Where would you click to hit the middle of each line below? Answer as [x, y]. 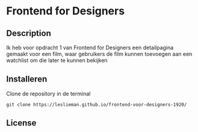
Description [29, 33]
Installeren [27, 79]
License [21, 123]
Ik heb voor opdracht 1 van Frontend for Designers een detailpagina [90, 47]
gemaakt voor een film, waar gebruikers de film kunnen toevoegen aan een [99, 54]
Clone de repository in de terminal [48, 94]
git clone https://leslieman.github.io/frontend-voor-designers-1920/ [97, 104]
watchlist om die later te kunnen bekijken [57, 60]
